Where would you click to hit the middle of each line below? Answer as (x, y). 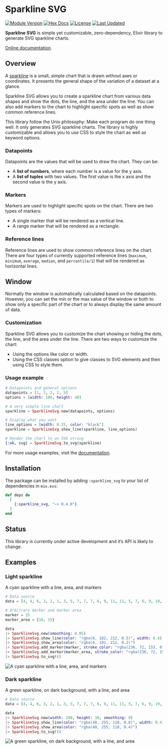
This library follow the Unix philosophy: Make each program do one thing (80, 122)
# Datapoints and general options (41, 388)
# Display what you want (31, 420)
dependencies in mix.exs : (31, 486)
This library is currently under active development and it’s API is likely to (79, 541)
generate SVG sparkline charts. (37, 38)
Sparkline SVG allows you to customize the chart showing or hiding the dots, (84, 334)
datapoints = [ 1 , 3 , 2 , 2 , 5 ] (37, 393)
